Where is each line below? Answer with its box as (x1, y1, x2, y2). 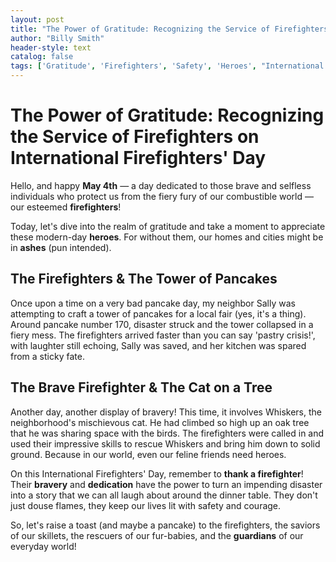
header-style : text (10, 42, 92, 53)
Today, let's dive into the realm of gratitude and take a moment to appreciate (10, 220, 326, 232)
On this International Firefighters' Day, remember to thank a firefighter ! (10, 467, 304, 480)
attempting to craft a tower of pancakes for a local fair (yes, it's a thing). (10, 307, 307, 320)
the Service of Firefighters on (10, 126, 260, 148)
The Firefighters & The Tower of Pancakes (10, 271, 278, 288)
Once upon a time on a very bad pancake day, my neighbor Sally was (10, 297, 296, 309)
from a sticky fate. (10, 350, 85, 362)
